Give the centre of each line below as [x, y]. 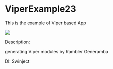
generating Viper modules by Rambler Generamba [56, 51]
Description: [18, 42]
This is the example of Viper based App [46, 23]
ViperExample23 [41, 9]
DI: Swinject [17, 61]
